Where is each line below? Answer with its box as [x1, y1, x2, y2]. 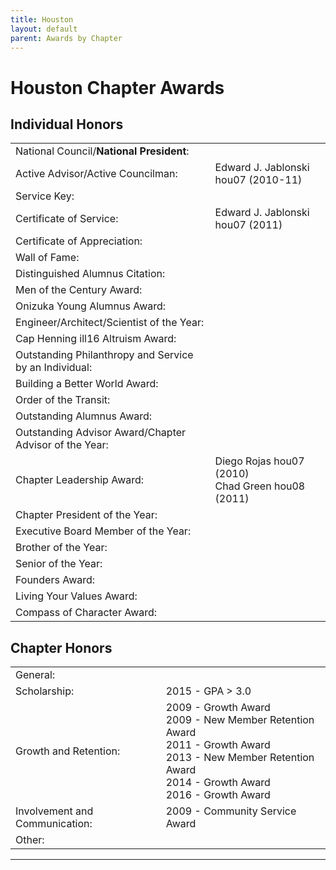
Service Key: [15, 189, 75, 203]
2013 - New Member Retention [165, 751, 315, 765]
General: [15, 668, 56, 682]
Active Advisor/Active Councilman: [15, 167, 178, 181]
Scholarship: [15, 684, 75, 698]
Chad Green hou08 [214, 479, 306, 493]
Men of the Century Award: [15, 283, 143, 297]
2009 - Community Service [165, 804, 297, 818]
